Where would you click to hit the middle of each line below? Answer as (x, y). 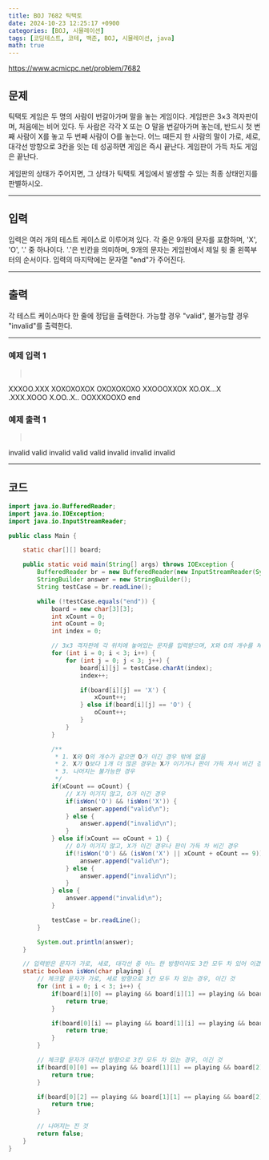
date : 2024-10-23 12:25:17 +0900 (64, 23)
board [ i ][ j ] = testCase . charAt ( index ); (147, 668)
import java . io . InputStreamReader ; (68, 521)
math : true (26, 46)
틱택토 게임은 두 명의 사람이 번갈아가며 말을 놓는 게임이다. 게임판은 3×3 (119, 116)
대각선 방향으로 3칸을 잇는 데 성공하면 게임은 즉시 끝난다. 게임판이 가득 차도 (126, 146)
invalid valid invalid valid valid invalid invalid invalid (92, 453)
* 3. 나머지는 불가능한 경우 (95, 772)
